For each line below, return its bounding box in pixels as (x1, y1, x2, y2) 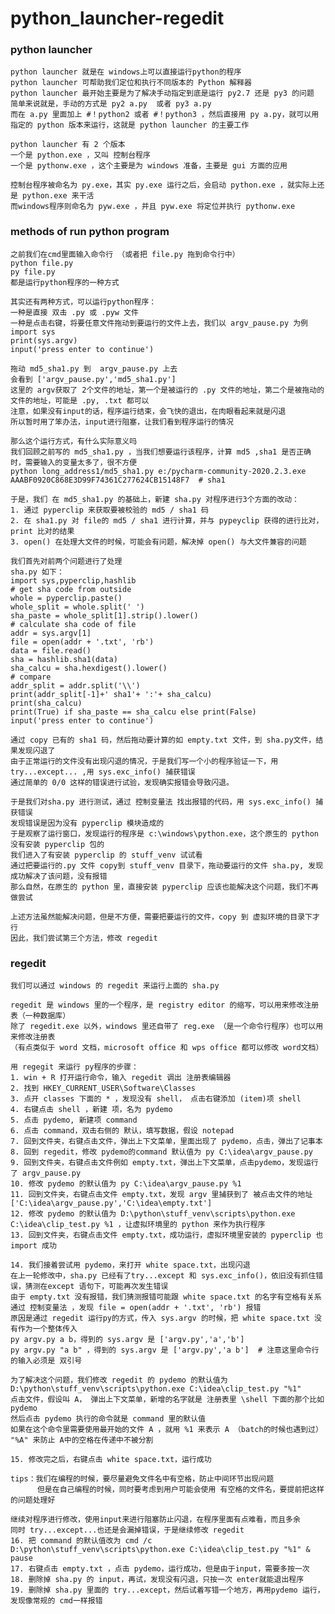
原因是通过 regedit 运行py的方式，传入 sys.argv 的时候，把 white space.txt (10, 1313, 310, 1324)
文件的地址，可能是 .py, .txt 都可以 (10, 395, 150, 406)
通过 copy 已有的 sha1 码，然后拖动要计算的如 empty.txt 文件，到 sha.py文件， (10, 735, 317, 745)
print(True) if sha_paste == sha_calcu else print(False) (10, 707, 257, 717)
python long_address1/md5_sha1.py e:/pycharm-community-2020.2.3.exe (10, 466, 307, 476)
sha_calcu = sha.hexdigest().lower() (10, 663, 168, 673)
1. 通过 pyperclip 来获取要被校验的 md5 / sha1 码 (10, 505, 209, 515)
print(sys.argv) (10, 335, 78, 346)
